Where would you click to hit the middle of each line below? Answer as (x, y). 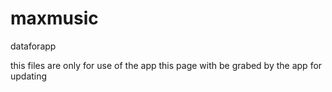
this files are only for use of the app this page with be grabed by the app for (166, 65)
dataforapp (33, 46)
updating (29, 76)
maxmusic (54, 18)
